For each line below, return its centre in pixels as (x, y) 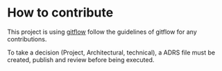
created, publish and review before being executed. (81, 59)
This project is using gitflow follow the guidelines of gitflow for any (102, 32)
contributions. (27, 39)
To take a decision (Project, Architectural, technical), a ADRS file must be (111, 52)
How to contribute (60, 13)
